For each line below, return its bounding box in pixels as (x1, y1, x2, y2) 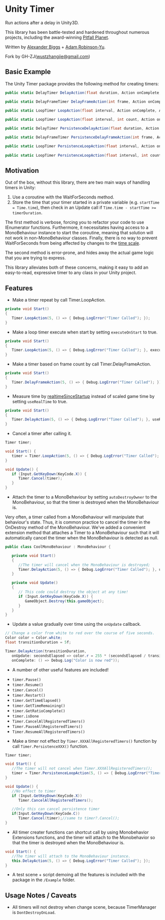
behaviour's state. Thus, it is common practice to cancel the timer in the (5, 519, 151, 525)
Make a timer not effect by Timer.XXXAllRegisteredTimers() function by (12, 738, 157, 744)
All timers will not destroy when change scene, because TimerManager (12, 904, 157, 910)
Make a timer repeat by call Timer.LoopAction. (12, 297, 106, 303)
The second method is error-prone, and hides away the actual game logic (5, 250, 154, 256)
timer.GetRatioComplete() (12, 708, 65, 713)
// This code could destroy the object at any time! (18, 589, 129, 594)
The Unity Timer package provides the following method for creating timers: (5, 81, 159, 86)
